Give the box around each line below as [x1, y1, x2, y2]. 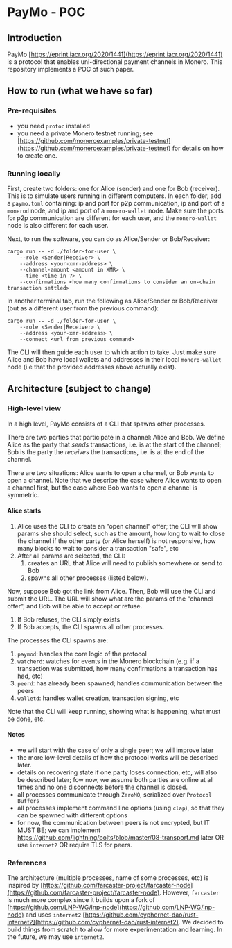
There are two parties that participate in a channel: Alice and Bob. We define [7, 433, 226, 441]
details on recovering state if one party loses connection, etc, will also [17, 768, 217, 776]
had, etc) [17, 672, 44, 680]
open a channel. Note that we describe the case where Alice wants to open [7, 476, 222, 484]
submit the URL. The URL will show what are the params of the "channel [7, 594, 213, 603]
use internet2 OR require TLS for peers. [17, 841, 133, 849]
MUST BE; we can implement [17, 826, 101, 834]
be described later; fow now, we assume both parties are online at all [17, 776, 214, 784]
